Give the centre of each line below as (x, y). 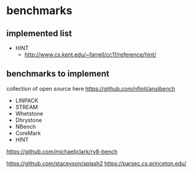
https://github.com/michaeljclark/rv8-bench (62, 152)
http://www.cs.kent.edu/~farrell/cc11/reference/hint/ (90, 55)
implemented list (39, 33)
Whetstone (29, 113)
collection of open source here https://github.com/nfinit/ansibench (91, 88)
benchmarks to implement (58, 74)
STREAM (26, 107)
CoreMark (28, 133)
